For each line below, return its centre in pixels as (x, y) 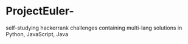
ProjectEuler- (40, 11)
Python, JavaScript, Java (37, 34)
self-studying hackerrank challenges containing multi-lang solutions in (94, 28)
